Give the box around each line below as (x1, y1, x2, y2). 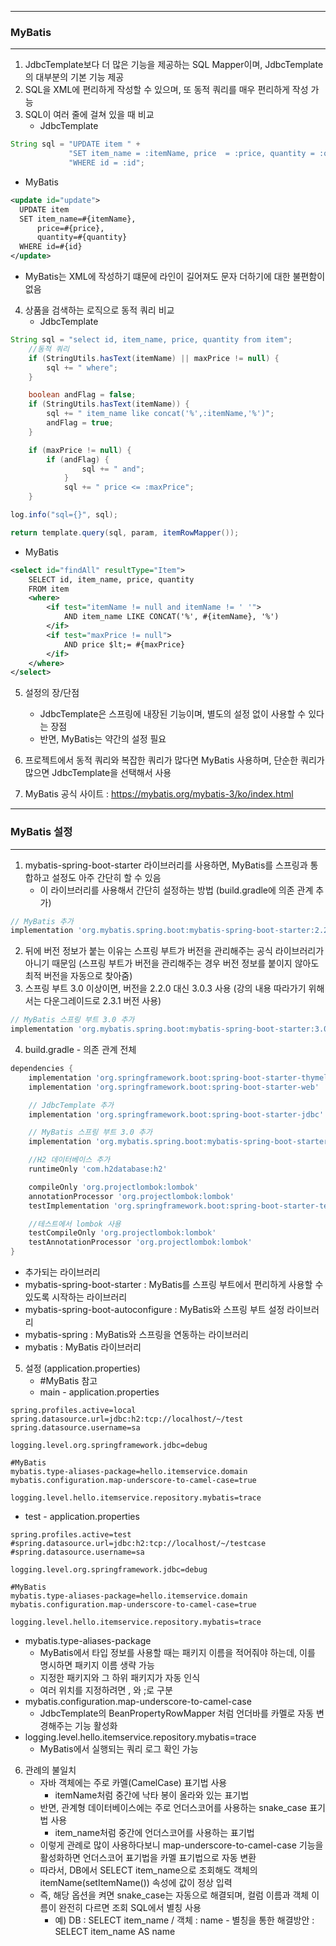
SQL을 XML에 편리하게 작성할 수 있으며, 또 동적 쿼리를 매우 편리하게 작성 (24, 84, 309, 96)
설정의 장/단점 (24, 687, 80, 699)
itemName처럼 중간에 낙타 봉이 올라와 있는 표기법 (54, 1789, 250, 1801)
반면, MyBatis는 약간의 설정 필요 (39, 733, 167, 745)
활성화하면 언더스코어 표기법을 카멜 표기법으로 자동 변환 (39, 1852, 257, 1864)
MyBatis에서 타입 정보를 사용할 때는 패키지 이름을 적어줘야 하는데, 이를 (39, 1647, 316, 1659)
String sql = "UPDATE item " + (10, 139, 141, 150)
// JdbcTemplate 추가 (28, 1100, 115, 1110)
